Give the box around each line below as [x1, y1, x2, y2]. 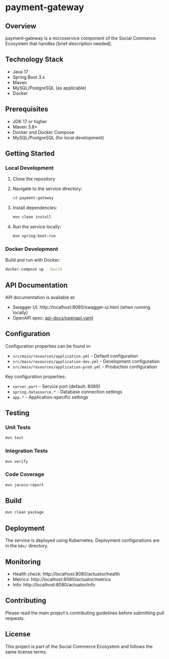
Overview [5, 22, 37, 30]
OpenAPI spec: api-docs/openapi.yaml [12, 315, 93, 321]
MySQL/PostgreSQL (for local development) [12, 134, 104, 140]
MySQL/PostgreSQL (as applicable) [12, 85, 87, 91]
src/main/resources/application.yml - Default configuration [12, 353, 138, 359]
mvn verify [5, 459, 28, 464]
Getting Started [5, 149, 55, 158]
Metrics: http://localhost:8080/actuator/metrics [12, 576, 111, 582]
